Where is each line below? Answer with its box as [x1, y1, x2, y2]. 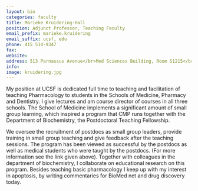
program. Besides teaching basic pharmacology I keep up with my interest [6, 166, 187, 173]
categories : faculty [6, 14, 57, 20]
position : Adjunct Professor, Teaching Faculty [6, 25, 126, 31]
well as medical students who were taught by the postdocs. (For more [6, 147, 176, 154]
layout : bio [6, 8, 35, 15]
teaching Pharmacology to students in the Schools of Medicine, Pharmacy [6, 92, 186, 99]
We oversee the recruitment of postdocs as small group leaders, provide [6, 128, 182, 135]
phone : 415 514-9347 [6, 42, 57, 48]
